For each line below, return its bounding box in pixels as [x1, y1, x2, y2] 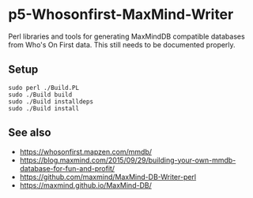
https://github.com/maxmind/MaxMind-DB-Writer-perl [19, 172, 197, 181]
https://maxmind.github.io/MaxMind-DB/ [19, 180, 152, 190]
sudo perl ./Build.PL [8, 84, 80, 92]
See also [8, 126, 51, 140]
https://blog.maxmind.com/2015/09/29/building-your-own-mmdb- [19, 155, 236, 165]
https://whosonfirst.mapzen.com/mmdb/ [19, 147, 153, 156]
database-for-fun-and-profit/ [19, 163, 115, 173]
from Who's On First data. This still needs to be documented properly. [8, 39, 236, 49]
